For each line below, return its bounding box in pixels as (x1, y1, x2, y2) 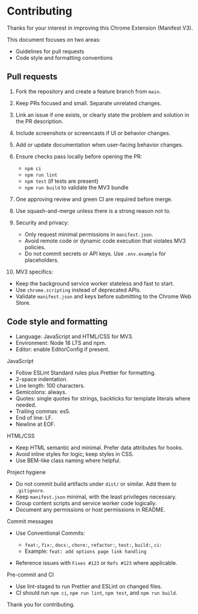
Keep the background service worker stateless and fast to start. (15, 279, 174, 287)
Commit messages (7, 517, 54, 524)
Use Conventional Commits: (15, 529, 85, 537)
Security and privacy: (15, 219, 69, 226)
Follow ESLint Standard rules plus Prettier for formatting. (15, 369, 156, 376)
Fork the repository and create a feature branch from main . (15, 88, 161, 95)
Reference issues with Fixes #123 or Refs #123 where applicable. (15, 559, 177, 566)
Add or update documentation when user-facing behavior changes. (15, 141, 184, 148)
